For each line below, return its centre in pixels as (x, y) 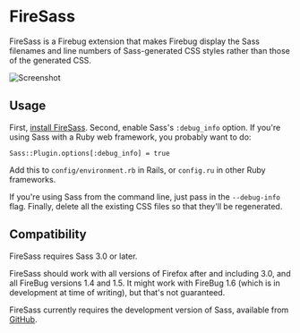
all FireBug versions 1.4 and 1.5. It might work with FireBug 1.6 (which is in (145, 283)
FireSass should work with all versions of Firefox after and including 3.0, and (150, 273)
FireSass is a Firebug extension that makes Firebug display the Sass (134, 41)
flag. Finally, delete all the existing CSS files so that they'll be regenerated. (146, 206)
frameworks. (33, 179)
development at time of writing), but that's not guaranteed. (117, 292)
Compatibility (48, 235)
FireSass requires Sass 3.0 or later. (73, 256)
